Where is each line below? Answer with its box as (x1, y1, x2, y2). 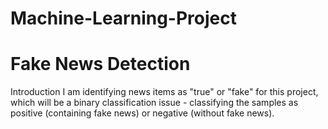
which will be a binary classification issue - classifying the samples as (10, 97, 299, 109)
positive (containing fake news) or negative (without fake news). (10, 107, 275, 119)
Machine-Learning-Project (10, 7, 237, 30)
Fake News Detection (10, 53, 191, 76)
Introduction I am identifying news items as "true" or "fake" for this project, (10, 86, 319, 98)
